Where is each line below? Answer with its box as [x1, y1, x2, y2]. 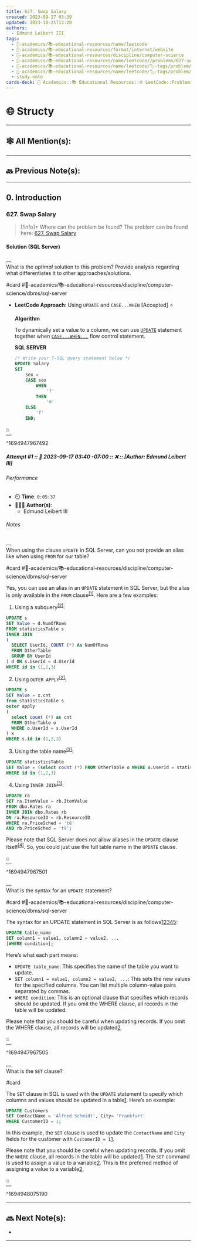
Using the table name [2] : [14, 747, 74, 755]
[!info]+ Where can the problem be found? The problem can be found [20, 223, 188, 230]
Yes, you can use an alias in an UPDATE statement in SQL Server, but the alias [6, 584, 190, 591]
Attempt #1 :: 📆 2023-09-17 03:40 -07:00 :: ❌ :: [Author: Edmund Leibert [6, 453, 186, 460]
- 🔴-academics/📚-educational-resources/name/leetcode [11, 42, 148, 47]
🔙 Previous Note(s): [6, 166, 81, 176]
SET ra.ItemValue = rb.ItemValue [6, 799, 88, 804]
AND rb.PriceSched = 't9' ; [6, 825, 72, 831]
